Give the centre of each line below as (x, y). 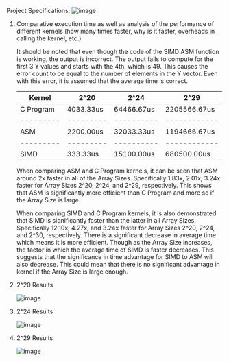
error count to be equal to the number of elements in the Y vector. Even (117, 73)
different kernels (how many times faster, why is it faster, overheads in (116, 31)
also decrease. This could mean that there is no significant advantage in (118, 264)
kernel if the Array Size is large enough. (72, 271)
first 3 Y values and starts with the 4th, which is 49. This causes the (112, 66)
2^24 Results (35, 311)
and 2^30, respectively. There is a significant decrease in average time (116, 235)
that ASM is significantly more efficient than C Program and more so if (115, 193)
